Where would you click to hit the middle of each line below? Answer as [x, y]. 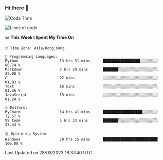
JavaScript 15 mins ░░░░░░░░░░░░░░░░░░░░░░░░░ [81, 95]
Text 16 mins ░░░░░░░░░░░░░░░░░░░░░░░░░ [81, 87]
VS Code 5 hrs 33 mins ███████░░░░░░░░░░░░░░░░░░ [81, 121]
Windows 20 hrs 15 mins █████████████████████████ [81, 140]
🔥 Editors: [16, 108]
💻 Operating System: [27, 134]
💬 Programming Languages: [31, 57]
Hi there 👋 [17, 8]
